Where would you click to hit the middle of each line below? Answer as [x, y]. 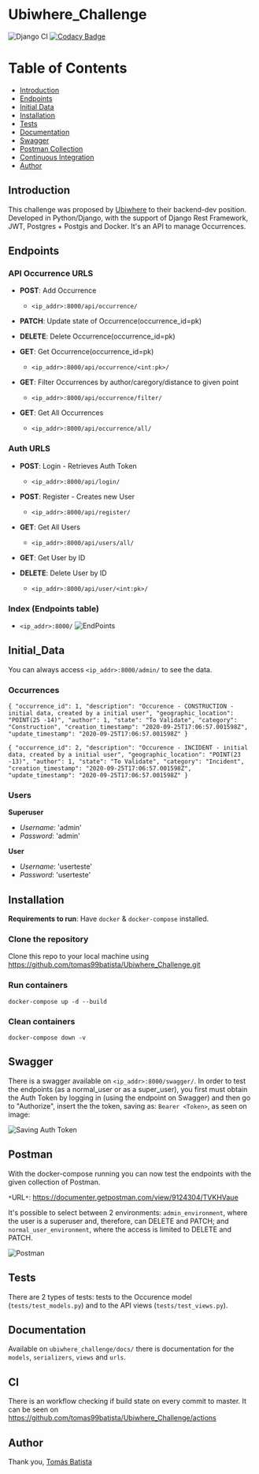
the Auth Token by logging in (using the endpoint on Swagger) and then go [129, 1098]
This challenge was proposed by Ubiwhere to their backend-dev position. [127, 209]
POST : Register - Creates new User [77, 496]
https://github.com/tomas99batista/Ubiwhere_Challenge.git [104, 965]
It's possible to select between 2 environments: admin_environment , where [128, 1212]
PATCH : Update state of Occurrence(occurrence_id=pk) [111, 321]
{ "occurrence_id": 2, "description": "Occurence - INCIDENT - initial [128, 748]
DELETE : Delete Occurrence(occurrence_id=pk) [97, 336]
